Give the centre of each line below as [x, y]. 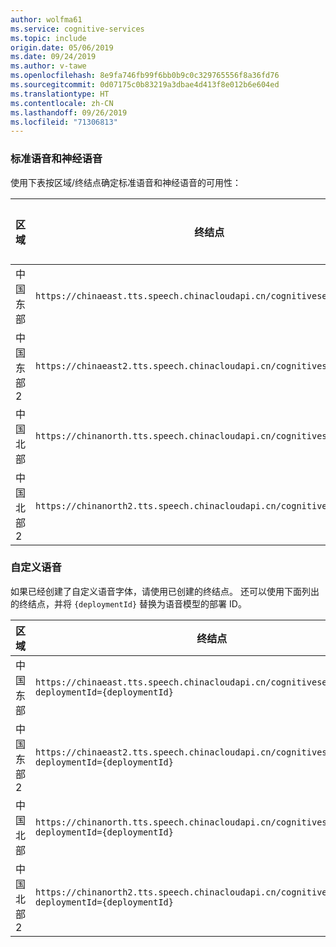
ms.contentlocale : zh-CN [62, 103]
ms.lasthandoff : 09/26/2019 [69, 112]
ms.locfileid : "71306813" [64, 122]
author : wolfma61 [46, 19]
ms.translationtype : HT [60, 94]
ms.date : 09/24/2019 [53, 57]
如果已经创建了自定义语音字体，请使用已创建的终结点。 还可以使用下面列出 [165, 591]
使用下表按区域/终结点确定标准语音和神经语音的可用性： [126, 182]
